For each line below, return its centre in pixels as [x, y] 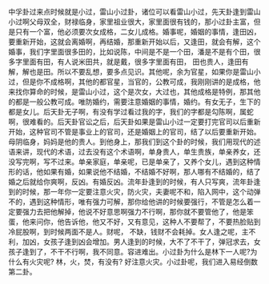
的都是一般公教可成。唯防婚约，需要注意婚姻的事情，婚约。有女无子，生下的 [134, 102]
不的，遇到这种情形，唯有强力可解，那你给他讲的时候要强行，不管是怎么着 [131, 202]
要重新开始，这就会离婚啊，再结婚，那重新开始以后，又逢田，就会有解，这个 [134, 42]
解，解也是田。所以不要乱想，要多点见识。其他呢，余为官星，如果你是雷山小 [134, 72]
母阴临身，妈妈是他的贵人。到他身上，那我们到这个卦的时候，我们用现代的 [131, 142]
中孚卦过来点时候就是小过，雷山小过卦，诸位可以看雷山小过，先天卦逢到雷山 [134, 12]
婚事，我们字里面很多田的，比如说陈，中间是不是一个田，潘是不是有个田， [131, 52]
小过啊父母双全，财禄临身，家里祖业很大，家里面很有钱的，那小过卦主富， [131, 22]
